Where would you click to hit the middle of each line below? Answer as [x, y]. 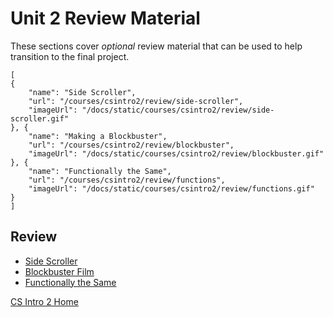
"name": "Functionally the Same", [100, 171]
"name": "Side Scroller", [82, 92]
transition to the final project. [70, 56]
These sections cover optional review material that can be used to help [156, 46]
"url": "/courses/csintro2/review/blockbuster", [131, 145]
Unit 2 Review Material [105, 18]
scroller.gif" [40, 118]
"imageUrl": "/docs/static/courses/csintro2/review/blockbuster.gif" [176, 153]
